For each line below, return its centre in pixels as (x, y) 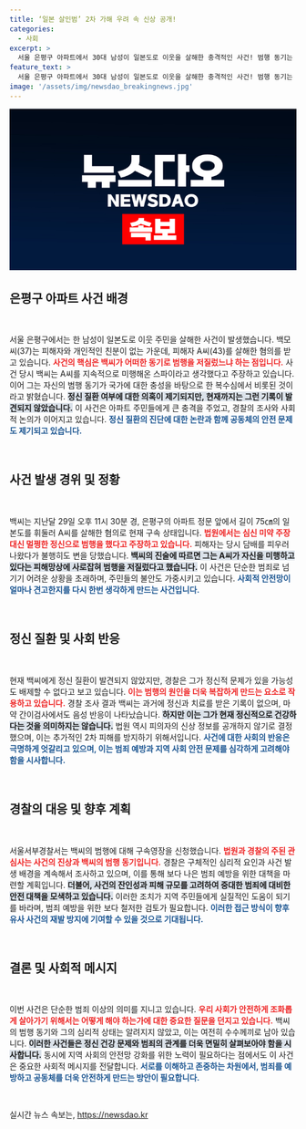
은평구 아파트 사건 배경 (69, 298)
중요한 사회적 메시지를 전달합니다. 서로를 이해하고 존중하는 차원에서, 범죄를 (151, 1066)
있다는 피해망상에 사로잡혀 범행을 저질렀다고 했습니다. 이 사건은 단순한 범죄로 (145, 566)
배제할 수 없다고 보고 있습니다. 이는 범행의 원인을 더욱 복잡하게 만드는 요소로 (153, 691)
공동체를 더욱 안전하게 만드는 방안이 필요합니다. (117, 1078)
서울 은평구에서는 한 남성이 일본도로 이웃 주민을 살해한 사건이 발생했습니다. (142, 340)
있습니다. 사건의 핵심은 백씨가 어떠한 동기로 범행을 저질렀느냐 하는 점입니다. (151, 363)
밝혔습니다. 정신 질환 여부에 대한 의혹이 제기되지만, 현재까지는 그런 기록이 (155, 397)
